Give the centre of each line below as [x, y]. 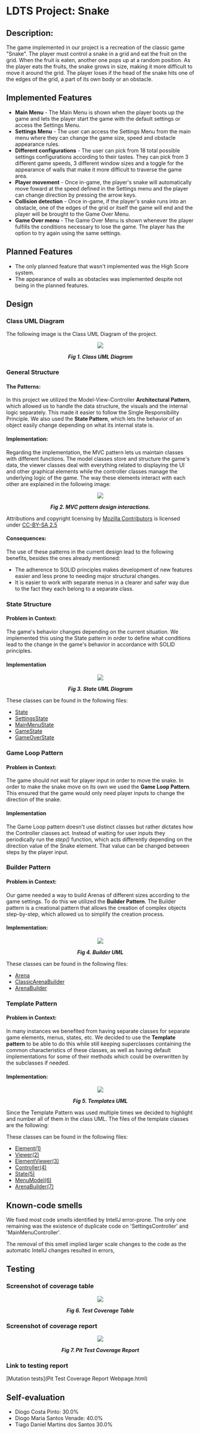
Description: [30, 33]
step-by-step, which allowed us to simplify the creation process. [85, 914]
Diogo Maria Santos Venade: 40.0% [59, 1418]
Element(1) [28, 1148]
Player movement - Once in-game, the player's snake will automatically [103, 182]
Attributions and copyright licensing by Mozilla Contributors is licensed [93, 518]
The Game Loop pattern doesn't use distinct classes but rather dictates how [100, 827]
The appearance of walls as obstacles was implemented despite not [99, 279]
